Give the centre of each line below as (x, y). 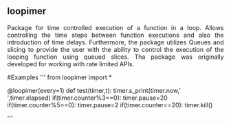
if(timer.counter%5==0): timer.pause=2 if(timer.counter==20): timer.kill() (110, 105)
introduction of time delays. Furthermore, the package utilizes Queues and (115, 42)
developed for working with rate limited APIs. (71, 64)
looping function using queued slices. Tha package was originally (115, 57)
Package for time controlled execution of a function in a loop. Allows (115, 27)
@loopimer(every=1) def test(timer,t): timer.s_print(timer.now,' (94, 90)
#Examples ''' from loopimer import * (59, 77)
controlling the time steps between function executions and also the (115, 35)
